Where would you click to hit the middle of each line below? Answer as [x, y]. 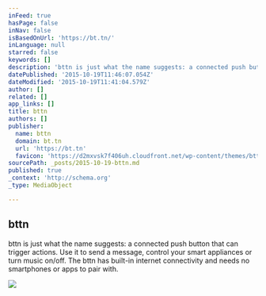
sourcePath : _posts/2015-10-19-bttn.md [74, 163]
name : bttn [33, 133]
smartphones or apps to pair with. [63, 269]
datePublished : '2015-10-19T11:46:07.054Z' [81, 75]
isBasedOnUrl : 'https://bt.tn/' [61, 38]
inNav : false [30, 30]
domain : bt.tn [38, 141]
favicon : [30, 156]
